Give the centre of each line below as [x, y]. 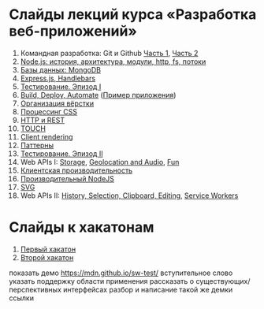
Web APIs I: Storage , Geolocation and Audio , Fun [100, 162]
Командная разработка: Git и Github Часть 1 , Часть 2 [109, 53]
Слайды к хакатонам [82, 227]
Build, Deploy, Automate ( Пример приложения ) [98, 95]
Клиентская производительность [76, 170]
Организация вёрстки [57, 103]
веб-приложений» [73, 31]
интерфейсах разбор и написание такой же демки [148, 289]
